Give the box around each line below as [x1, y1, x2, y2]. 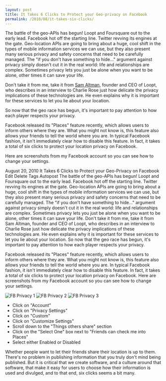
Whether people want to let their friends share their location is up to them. [5, 349, 156, 355]
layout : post [5, 7, 32, 12]
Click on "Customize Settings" [12, 318, 74, 324]
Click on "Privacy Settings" [12, 307, 68, 313]
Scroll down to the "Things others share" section [12, 323, 112, 329]
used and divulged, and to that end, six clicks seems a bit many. [5, 370, 136, 376]
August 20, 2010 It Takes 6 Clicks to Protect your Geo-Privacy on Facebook [5, 168, 160, 174]
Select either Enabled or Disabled [12, 339, 81, 345]
